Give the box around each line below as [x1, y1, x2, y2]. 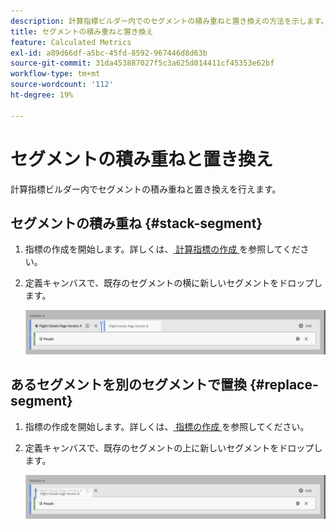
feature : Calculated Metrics [10, 37, 132, 47]
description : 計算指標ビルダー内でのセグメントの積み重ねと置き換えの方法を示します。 [10, 16, 329, 26]
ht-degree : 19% [10, 90, 74, 100]
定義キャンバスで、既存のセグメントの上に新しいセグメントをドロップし [24, 441, 323, 454]
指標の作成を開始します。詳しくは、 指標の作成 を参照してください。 [24, 420, 310, 432]
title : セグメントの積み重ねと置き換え [10, 26, 154, 37]
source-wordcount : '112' [10, 80, 114, 90]
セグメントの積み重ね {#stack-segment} [10, 215, 263, 232]
